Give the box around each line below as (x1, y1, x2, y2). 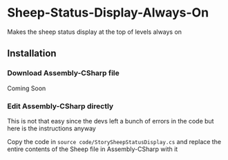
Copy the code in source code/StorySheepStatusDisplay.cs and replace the (7, 137, 222, 146)
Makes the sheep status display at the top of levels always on (7, 28, 182, 36)
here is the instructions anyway (7, 124, 97, 132)
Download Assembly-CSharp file (7, 68, 120, 78)
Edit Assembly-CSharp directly (7, 101, 114, 111)
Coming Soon (7, 84, 46, 92)
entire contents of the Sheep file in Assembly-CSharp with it (7, 145, 178, 153)
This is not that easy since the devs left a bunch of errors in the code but (7, 117, 214, 125)
